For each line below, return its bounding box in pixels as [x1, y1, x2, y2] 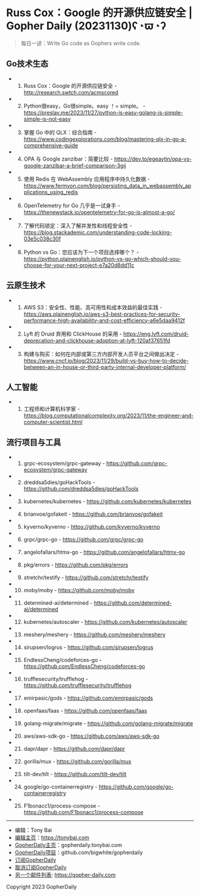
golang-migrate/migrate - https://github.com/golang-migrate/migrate [23, 720, 193, 727]
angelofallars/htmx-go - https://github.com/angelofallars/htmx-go [23, 549, 186, 556]
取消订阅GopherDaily [14, 864, 67, 871]
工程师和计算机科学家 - [23, 405, 80, 412]
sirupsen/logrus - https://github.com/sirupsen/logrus [23, 643, 154, 651]
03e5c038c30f [23, 235, 61, 242]
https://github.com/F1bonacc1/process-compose [23, 809, 144, 816]
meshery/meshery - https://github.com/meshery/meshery [23, 631, 165, 638]
